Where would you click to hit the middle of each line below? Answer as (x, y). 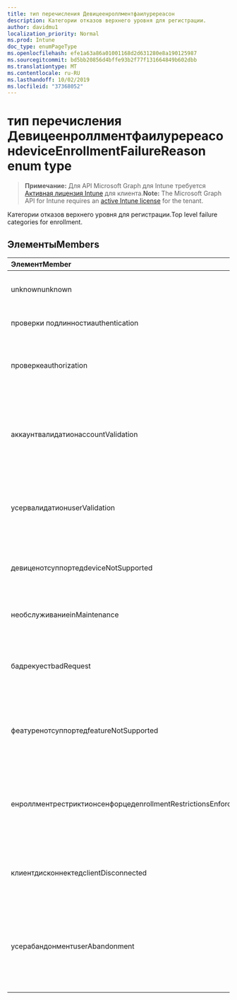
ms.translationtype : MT (42, 66)
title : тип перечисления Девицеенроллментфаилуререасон (91, 14)
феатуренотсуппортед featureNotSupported (85, 731)
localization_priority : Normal (53, 34)
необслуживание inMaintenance (65, 615)
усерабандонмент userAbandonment (73, 946)
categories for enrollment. (45, 222)
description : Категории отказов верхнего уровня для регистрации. (107, 21)
